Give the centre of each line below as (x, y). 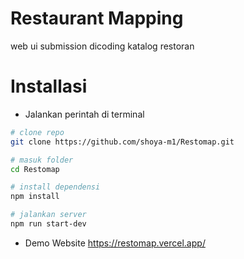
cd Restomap (35, 169)
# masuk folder (42, 160)
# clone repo (37, 132)
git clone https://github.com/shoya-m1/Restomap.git (122, 142)
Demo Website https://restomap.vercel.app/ (115, 243)
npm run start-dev (48, 224)
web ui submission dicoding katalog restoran (102, 46)
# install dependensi (55, 187)
